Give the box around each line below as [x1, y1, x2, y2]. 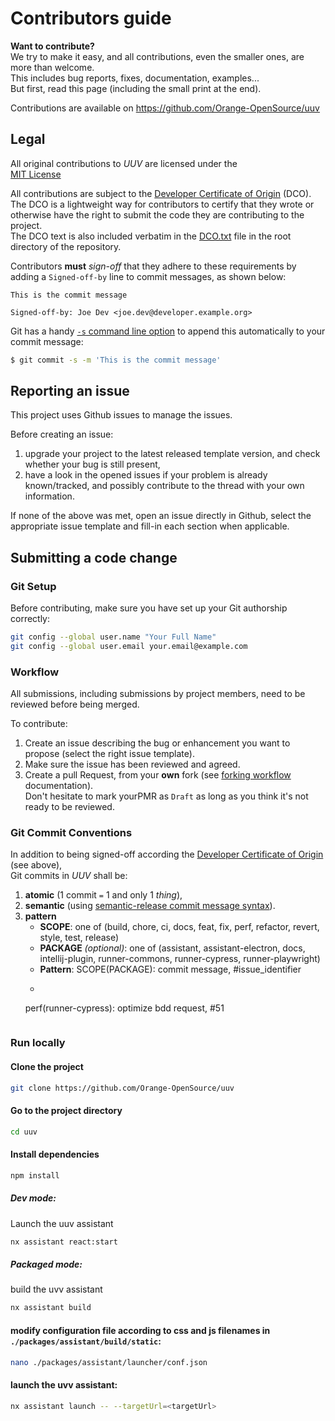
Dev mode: [10, 1192, 57, 1204]
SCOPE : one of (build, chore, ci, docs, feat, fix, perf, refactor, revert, [39, 921, 320, 933]
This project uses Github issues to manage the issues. [10, 409, 233, 421]
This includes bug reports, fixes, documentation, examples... [10, 72, 260, 84]
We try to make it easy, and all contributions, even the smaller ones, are [10, 50, 305, 62]
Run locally [10, 1036, 66, 1050]
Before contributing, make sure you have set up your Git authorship [10, 602, 288, 614]
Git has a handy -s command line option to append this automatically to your [10, 325, 326, 337]
